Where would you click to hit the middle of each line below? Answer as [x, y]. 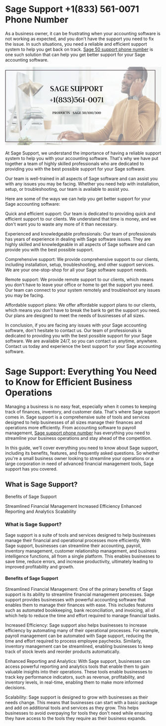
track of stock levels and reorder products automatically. [63, 651]
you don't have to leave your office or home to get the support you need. [80, 285]
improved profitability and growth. [40, 566]
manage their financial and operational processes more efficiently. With [78, 540]
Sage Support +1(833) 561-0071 [72, 9]
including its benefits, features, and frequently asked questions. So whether [83, 453]
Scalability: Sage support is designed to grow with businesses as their [77, 697]
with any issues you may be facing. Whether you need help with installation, [83, 184]
